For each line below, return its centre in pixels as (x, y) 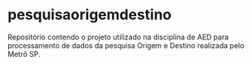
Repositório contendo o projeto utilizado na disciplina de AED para (118, 37)
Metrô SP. (24, 54)
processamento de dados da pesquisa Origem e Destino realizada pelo (126, 45)
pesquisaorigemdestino (90, 15)
